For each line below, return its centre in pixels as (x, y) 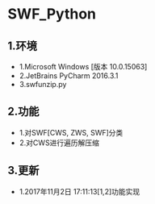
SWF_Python (52, 14)
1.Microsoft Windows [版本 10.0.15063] (83, 67)
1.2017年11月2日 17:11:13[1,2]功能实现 (80, 191)
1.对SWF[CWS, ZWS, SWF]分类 (71, 132)
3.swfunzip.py (43, 84)
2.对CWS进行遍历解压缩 (59, 143)
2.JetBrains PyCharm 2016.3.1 (69, 76)
